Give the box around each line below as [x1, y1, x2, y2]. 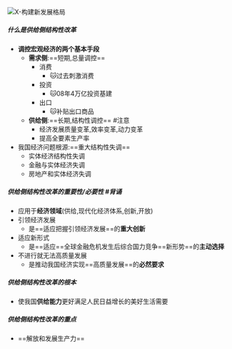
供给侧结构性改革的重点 [7, 315, 76, 323]
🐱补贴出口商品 [49, 107, 94, 116]
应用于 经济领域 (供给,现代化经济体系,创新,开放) [17, 206, 153, 215]
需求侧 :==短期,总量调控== [28, 54, 106, 62]
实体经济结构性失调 [28, 151, 86, 160]
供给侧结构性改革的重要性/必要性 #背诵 [7, 187, 122, 196]
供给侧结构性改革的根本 [7, 278, 76, 286]
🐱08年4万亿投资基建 [49, 89, 113, 98]
